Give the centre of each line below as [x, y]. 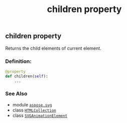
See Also [16, 94]
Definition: [18, 61]
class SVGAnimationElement [40, 115]
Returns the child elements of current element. [53, 48]
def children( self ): [27, 76]
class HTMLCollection [34, 110]
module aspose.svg [32, 104]
